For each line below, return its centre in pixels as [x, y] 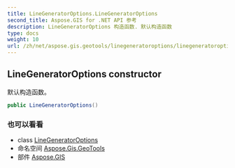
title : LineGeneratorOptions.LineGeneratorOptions [83, 14]
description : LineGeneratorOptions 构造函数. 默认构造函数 [90, 26]
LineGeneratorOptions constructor [85, 74]
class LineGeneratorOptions [58, 139]
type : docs [23, 33]
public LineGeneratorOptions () [53, 105]
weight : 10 [23, 40]
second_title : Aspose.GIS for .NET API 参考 [72, 20]
